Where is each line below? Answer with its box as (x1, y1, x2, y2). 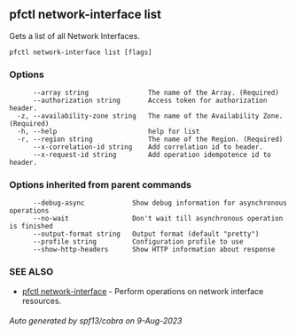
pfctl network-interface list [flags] (9, 48, 152, 57)
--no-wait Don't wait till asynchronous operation (32, 214, 284, 223)
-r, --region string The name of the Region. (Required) (17, 135, 284, 144)
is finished (9, 222, 53, 231)
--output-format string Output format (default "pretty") (32, 230, 260, 238)
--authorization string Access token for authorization (32, 97, 268, 105)
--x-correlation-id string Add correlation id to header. (32, 143, 264, 152)
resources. (21, 295, 62, 306)
